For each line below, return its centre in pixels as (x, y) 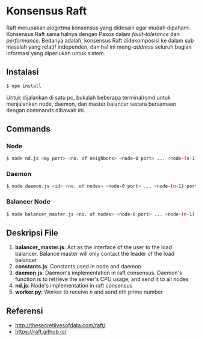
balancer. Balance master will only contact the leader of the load (94, 254)
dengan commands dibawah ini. (46, 110)
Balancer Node (28, 202)
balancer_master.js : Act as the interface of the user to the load (93, 247)
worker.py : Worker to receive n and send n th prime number (89, 292)
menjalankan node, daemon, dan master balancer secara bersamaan (91, 104)
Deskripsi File (32, 233)
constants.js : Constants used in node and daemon (78, 267)
